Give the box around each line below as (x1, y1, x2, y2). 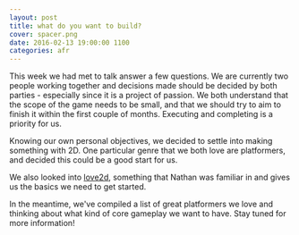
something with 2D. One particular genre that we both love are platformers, (9, 145, 286, 156)
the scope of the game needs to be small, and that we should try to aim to (9, 99, 282, 110)
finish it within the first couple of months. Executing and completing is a (9, 109, 273, 120)
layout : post (9, 13, 58, 22)
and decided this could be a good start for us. (9, 155, 178, 165)
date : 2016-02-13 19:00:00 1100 (9, 38, 130, 47)
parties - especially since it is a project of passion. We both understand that (9, 90, 289, 101)
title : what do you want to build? (9, 21, 142, 30)
